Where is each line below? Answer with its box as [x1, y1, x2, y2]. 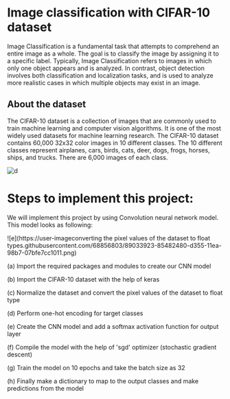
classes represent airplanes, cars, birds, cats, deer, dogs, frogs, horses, [7, 146, 211, 154]
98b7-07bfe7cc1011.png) [7, 249, 77, 257]
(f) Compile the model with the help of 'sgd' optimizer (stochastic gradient [7, 343, 217, 351]
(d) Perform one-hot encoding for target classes [7, 309, 143, 317]
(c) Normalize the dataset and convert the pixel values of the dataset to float [7, 288, 223, 297]
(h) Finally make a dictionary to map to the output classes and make [7, 376, 199, 385]
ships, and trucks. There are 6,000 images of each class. [7, 153, 168, 161]
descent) [7, 350, 33, 358]
